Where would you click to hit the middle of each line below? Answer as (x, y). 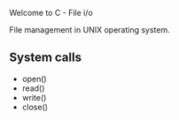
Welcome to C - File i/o (51, 13)
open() (34, 79)
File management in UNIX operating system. (89, 30)
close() (35, 107)
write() (34, 97)
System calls (46, 58)
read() (33, 88)
